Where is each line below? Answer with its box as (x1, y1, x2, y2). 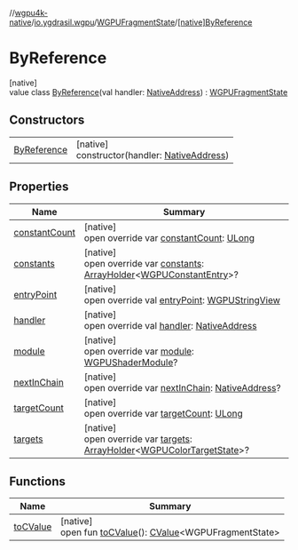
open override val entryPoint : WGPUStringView (83, 293, 281, 306)
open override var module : (83, 345, 195, 357)
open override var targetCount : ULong (83, 407, 244, 419)
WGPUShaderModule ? (83, 355, 178, 368)
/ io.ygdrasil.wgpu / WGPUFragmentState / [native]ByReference (30, 17, 253, 28)
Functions (9, 474, 67, 489)
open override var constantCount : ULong (83, 231, 255, 243)
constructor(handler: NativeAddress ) (75, 148, 230, 161)
